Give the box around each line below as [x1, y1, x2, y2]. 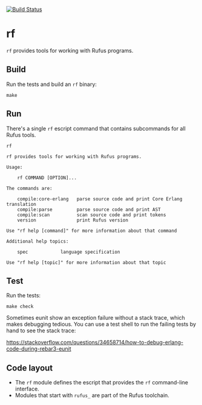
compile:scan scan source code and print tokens [17, 212, 166, 218]
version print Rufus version [17, 217, 129, 223]
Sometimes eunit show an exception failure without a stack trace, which [6, 314, 186, 321]
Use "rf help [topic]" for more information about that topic [6, 259, 166, 266]
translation [6, 201, 36, 207]
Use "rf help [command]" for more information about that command [6, 228, 177, 234]
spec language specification [17, 249, 120, 255]
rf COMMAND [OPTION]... [17, 174, 77, 181]
